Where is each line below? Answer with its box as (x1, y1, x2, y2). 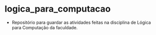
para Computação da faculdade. (11, 24, 78, 30)
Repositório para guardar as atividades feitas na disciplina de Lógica (11, 19, 151, 25)
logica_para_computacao (4, 3, 111, 15)
